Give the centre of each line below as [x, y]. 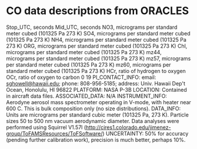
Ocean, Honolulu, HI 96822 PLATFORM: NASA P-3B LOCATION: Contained [96, 90]
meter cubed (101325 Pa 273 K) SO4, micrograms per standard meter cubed [98, 33]
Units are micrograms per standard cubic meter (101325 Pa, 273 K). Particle [98, 115]
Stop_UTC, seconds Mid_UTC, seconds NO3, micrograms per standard [92, 27]
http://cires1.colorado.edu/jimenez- [128, 127]
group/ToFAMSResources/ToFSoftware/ [54, 133]
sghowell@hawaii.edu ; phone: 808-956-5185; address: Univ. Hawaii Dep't [96, 83]
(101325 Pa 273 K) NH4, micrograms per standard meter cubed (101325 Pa [96, 39]
